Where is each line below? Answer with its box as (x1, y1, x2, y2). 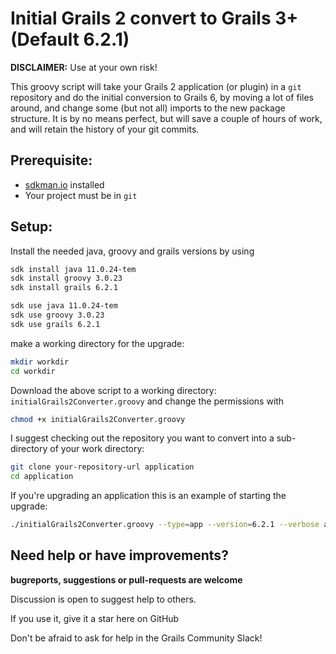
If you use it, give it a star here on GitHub (10, 612, 180, 624)
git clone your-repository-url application (10, 462, 195, 472)
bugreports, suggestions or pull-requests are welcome (10, 573, 243, 586)
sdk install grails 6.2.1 (10, 283, 118, 293)
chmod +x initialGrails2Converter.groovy (10, 414, 186, 424)
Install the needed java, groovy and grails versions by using (10, 245, 255, 257)
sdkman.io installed (24, 178, 105, 191)
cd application (10, 472, 74, 482)
